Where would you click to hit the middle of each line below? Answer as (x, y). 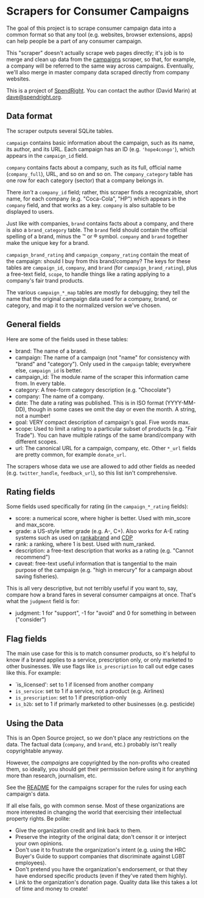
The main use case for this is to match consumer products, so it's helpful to (101, 654)
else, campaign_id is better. (48, 370)
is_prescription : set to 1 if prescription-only (71, 698)
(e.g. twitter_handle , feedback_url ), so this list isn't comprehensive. (92, 473)
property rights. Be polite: (38, 818)
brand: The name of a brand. (51, 351)
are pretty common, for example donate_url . (71, 454)
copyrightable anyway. (35, 751)
